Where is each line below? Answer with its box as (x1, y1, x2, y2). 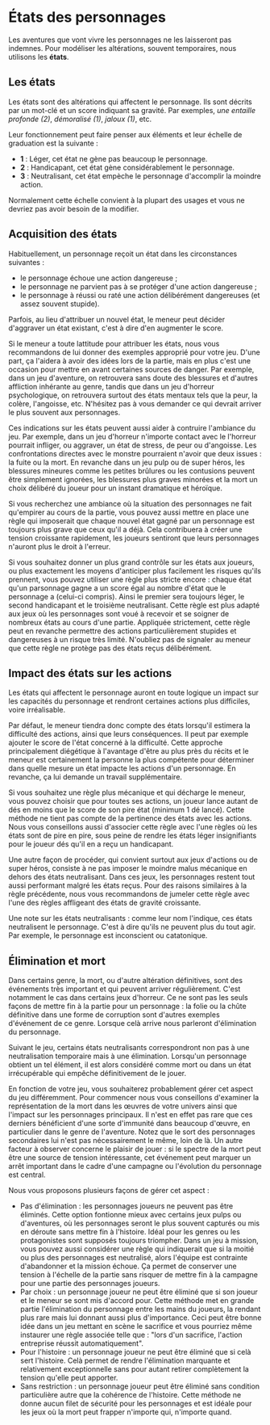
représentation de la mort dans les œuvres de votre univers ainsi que (8, 1101, 238, 1111)
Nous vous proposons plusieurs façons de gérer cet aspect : (8, 1186, 210, 1196)
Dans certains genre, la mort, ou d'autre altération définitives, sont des (8, 976, 243, 986)
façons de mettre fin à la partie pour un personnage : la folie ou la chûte (8, 1002, 247, 1011)
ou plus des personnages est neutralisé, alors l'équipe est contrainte (19, 1253, 248, 1263)
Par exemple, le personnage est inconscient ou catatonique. (8, 931, 208, 940)
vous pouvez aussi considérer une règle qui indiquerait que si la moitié (19, 1244, 255, 1254)
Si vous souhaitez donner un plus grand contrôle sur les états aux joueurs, (8, 557, 255, 567)
